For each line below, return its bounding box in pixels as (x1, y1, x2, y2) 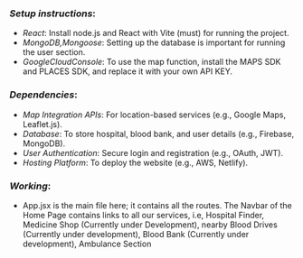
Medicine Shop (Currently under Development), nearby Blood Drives (22, 219, 278, 230)
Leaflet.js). (22, 118, 63, 129)
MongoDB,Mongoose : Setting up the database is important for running (22, 37, 286, 48)
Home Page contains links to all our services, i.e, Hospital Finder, (22, 209, 265, 220)
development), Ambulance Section (22, 238, 152, 249)
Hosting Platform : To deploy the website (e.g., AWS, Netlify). (22, 157, 249, 168)
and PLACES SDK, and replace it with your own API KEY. (22, 66, 233, 77)
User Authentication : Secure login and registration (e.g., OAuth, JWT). (22, 147, 283, 158)
